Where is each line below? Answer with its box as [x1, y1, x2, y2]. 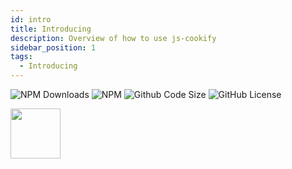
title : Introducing [10, 24, 92, 34]
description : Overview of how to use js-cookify [10, 33, 217, 43]
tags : [10, 52, 33, 62]
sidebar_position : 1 [10, 42, 97, 53]
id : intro [10, 14, 52, 25]
